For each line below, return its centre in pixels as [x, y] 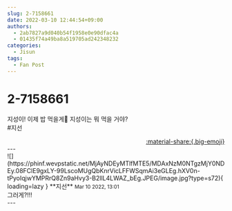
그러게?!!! [20, 194]
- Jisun [25, 52]
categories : [24, 46]
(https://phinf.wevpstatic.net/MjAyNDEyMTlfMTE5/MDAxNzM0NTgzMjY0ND [116, 163]
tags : [15, 59]
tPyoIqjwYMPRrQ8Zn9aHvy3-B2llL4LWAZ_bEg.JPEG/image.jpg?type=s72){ [115, 178]
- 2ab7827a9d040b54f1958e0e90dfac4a [66, 33]
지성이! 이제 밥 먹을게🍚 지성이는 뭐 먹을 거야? [68, 119]
